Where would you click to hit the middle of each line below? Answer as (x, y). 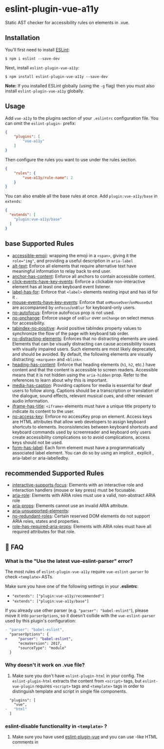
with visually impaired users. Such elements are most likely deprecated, (84, 349)
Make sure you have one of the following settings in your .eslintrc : (72, 586)
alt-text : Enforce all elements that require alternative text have (74, 266)
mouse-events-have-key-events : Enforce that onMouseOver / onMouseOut (82, 302)
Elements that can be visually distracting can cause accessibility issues (84, 343)
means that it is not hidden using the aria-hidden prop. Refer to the (80, 375)
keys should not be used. (37, 442)
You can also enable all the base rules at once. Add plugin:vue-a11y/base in (81, 196)
